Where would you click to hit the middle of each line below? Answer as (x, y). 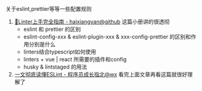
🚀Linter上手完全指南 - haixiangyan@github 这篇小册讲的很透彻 (92, 22)
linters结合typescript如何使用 (60, 52)
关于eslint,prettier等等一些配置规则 (49, 9)
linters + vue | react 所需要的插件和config (75, 59)
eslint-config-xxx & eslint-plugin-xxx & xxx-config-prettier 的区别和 (107, 37)
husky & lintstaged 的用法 (55, 67)
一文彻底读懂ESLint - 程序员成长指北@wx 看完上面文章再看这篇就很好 (101, 74)
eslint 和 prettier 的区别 (52, 29)
